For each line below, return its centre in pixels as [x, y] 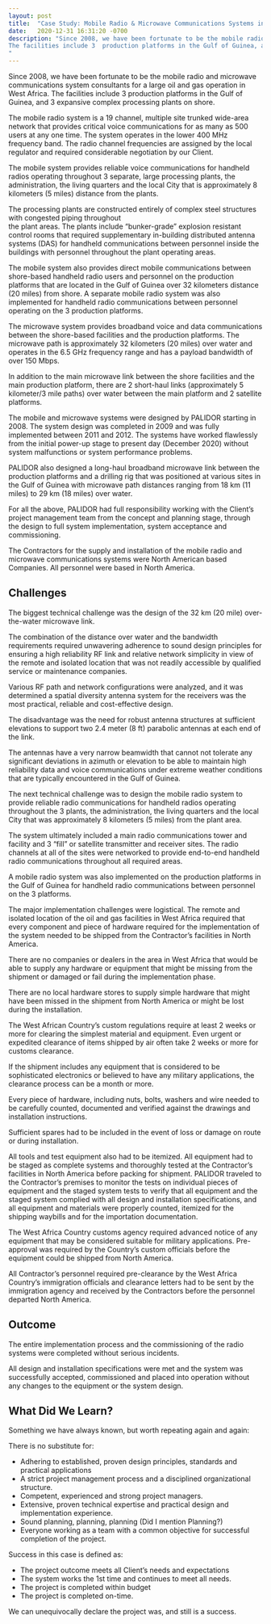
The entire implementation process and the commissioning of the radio [126, 1344]
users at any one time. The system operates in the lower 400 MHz [118, 135]
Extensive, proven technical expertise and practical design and [124, 1504]
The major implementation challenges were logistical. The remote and [124, 909]
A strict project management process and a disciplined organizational [135, 1479]
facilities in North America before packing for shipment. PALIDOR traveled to [135, 1173]
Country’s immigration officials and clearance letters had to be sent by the [131, 1282]
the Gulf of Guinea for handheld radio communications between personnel [132, 885]
